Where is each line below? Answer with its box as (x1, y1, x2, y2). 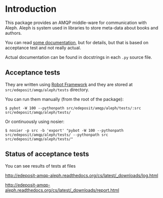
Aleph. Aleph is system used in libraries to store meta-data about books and (5, 25, 159, 30)
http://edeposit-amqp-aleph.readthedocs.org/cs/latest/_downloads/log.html (5, 173, 158, 178)
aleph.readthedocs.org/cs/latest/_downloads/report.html (5, 187, 119, 193)
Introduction (5, 3, 57, 15)
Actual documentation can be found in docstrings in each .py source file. (5, 54, 153, 60)
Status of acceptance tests (5, 150, 90, 158)
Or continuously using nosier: (5, 119, 65, 124)
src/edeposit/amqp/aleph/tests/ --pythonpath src (5, 132, 109, 137)
